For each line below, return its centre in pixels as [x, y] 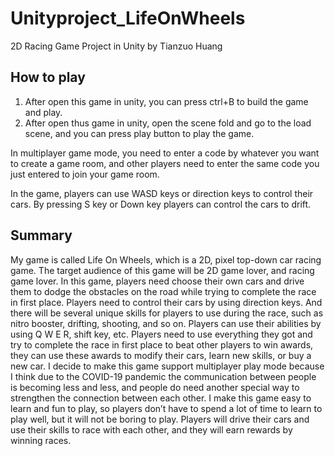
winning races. [41, 440]
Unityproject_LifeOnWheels [128, 18]
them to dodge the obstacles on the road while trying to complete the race [163, 291]
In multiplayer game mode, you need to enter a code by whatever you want [165, 153]
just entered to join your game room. [85, 174]
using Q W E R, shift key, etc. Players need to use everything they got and [161, 334]
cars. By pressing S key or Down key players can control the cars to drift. [161, 204]
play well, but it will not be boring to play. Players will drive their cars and [160, 419]
